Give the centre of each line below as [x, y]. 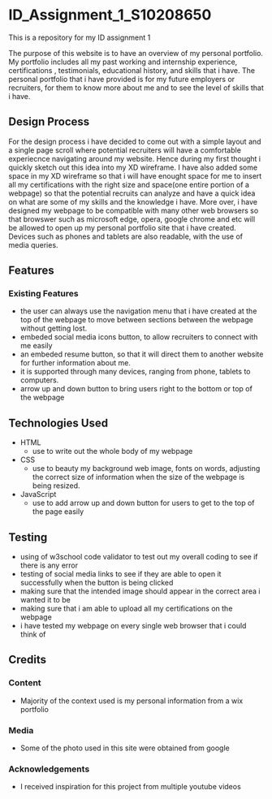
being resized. [56, 486]
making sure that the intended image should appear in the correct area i [140, 591]
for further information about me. [76, 363]
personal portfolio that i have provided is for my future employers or [122, 79]
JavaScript [38, 495]
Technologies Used [58, 423]
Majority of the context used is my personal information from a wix [132, 701]
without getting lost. [54, 328]
